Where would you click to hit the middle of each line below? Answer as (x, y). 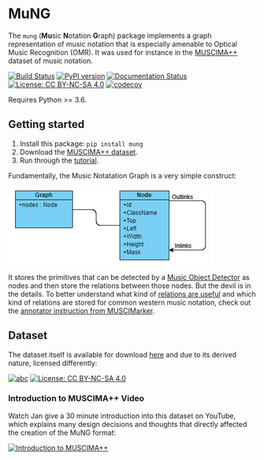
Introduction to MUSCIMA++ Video (76, 398)
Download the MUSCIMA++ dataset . (78, 151)
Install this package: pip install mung (81, 144)
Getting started (46, 124)
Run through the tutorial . (59, 160)
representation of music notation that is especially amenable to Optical (123, 43)
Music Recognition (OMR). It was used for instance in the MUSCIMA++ (123, 52)
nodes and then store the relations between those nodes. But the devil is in (130, 286)
